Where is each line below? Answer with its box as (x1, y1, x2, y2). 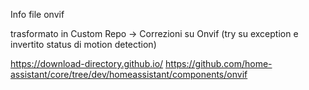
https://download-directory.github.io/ (10, 58, 164, 69)
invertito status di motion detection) (10, 39, 157, 50)
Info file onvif (10, 9, 65, 20)
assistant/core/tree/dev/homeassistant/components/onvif (10, 69, 248, 80)
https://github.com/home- (165, 58, 273, 69)
